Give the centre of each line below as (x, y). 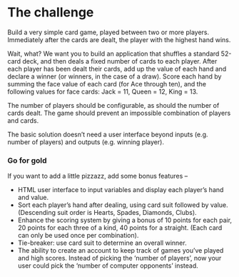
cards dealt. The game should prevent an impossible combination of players (119, 113)
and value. (33, 198)
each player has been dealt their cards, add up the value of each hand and (117, 69)
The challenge (51, 12)
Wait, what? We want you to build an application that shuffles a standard (113, 54)
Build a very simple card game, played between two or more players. (108, 32)
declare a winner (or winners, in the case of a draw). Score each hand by (115, 76)
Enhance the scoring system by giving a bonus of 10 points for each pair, (125, 220)
